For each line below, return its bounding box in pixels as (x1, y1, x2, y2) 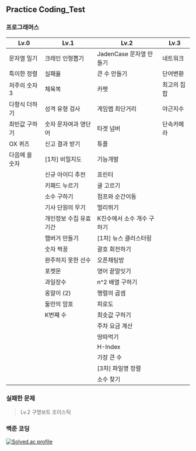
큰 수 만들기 (97, 70, 128, 78)
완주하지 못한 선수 (44, 256, 92, 264)
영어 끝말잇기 (97, 267, 131, 275)
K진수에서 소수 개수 (97, 214, 148, 222)
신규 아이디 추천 (44, 170, 86, 178)
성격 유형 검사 (44, 105, 80, 113)
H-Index (97, 342, 121, 350)
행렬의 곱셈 (97, 289, 126, 297)
